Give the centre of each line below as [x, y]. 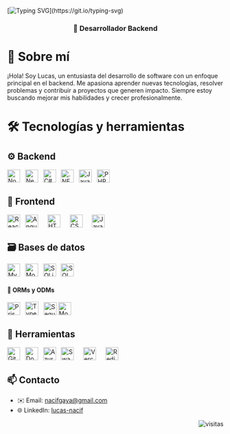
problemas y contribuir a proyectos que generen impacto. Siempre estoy [110, 90]
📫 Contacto [33, 380]
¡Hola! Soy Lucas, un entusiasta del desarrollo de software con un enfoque [113, 76]
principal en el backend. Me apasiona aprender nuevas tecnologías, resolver [115, 83]
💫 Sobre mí [38, 57]
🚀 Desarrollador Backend [115, 28]
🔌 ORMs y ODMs [31, 290]
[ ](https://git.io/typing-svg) [65, 11]
